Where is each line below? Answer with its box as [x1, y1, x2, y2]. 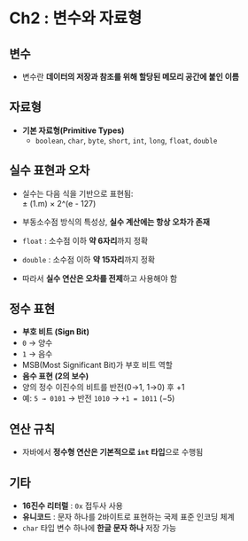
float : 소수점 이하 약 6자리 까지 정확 [21, 235, 149, 246]
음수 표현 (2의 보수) [21, 371, 89, 381]
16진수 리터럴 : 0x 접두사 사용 [21, 500, 124, 511]
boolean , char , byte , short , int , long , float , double [35, 135, 218, 145]
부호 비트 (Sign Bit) [21, 326, 90, 337]
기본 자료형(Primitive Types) [21, 125, 125, 136]
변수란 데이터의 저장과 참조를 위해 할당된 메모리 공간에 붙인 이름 [21, 72, 239, 82]
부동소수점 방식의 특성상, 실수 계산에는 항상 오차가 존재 [21, 216, 211, 227]
